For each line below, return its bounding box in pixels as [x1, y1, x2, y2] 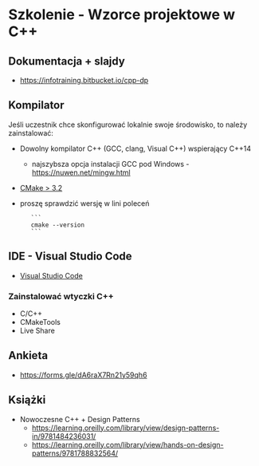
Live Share [19, 326, 56, 335]
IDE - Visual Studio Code [8, 250, 133, 263]
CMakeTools [19, 317, 61, 326]
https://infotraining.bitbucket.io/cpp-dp [19, 76, 149, 85]
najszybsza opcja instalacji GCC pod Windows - [31, 159, 190, 168]
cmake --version [30, 221, 85, 229]
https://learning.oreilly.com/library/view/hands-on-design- [31, 440, 225, 449]
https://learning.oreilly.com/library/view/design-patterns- [31, 423, 220, 432]
